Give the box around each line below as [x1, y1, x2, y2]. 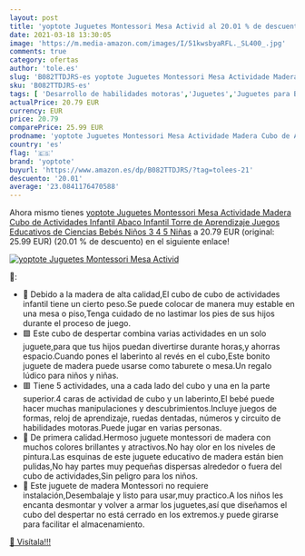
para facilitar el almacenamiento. [22, 519, 145, 530]
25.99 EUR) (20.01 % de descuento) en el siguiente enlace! [9, 236, 230, 247]
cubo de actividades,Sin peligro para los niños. [22, 471, 198, 482]
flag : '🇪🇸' [9, 148, 54, 157]
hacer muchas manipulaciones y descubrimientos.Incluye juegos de [22, 403, 277, 414]
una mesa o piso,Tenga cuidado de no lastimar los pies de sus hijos [22, 308, 275, 319]
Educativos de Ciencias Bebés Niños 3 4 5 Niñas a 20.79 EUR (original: [9, 226, 275, 237]
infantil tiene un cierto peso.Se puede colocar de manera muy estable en [22, 299, 295, 310]
